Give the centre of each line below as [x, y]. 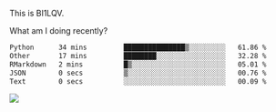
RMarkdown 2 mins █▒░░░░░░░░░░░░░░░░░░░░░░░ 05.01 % [138, 64]
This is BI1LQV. [37, 13]
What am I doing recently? [59, 31]
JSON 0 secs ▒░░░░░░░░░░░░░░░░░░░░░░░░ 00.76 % [138, 73]
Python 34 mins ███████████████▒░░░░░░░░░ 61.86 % [138, 47]
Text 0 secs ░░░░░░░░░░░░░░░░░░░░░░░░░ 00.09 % [138, 81]
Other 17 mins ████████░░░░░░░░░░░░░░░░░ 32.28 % [138, 56]
